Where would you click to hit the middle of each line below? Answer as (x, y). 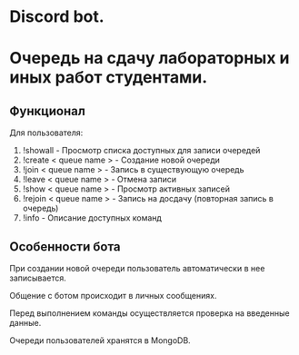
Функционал (48, 111)
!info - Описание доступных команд (92, 218)
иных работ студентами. (109, 78)
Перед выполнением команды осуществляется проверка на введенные (149, 313)
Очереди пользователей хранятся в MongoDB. (100, 340)
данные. (25, 323)
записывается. (38, 278)
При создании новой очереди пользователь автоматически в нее (137, 268)
